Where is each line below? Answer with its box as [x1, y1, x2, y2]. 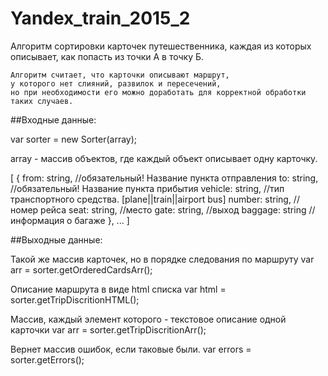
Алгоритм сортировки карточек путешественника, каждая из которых [10, 40, 312, 52]
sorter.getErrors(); [10, 353, 85, 366]
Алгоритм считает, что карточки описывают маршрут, [10, 70, 230, 80]
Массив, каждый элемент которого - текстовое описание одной [10, 313, 287, 325]
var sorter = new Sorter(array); [10, 133, 138, 145]
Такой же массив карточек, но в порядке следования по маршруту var [10, 253, 315, 265]
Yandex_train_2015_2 [10, 7, 191, 30]
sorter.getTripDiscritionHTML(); [10, 293, 140, 306]
